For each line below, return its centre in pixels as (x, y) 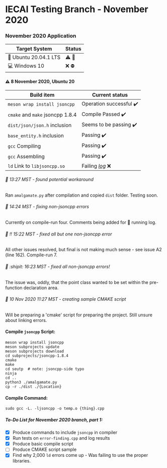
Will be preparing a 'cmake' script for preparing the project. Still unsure (79, 315)
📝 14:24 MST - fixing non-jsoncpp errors (47, 207)
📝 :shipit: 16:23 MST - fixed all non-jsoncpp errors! (58, 266)
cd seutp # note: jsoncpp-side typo (45, 369)
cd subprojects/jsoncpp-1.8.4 (37, 356)
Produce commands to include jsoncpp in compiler (65, 433)
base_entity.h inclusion (36, 136)
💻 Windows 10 (26, 66)
